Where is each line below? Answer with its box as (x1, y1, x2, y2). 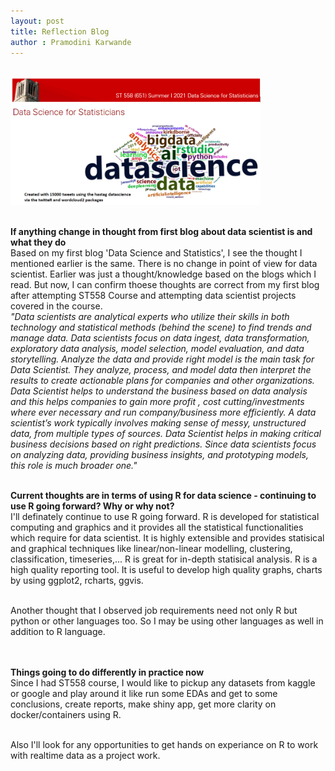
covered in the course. (10, 300, 103, 312)
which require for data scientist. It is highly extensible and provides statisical (10, 531, 325, 544)
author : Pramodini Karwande (10, 37, 132, 47)
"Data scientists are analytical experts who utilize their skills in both (10, 310, 290, 322)
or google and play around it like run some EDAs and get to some (10, 687, 278, 699)
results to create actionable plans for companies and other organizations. (10, 374, 315, 386)
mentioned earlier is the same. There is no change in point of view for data (10, 257, 318, 269)
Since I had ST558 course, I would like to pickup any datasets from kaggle (10, 676, 316, 689)
